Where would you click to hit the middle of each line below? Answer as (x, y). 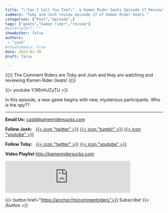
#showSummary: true (25, 47)
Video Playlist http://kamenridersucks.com (49, 154)
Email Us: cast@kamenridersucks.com (45, 120)
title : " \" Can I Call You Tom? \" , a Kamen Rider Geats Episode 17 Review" (85, 10)
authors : (14, 38)
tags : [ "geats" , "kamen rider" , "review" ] (48, 24)
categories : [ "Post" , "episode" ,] (40, 19)
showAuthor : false (24, 33)
